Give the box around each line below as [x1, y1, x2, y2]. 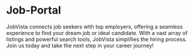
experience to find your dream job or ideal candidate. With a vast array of [6, 29, 188, 36]
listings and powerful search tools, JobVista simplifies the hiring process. [6, 35, 187, 43]
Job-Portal [6, 4, 61, 17]
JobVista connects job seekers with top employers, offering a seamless [6, 23, 183, 30]
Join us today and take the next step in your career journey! [6, 42, 154, 49]
